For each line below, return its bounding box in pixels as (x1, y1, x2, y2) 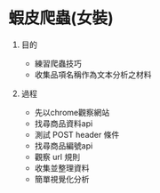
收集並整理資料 (34, 162, 90, 173)
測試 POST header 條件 (34, 129, 120, 140)
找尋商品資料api (34, 117, 93, 129)
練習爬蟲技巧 (34, 58, 82, 68)
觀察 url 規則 (34, 151, 81, 162)
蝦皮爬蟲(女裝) (8, 8, 115, 28)
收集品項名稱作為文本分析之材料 (34, 68, 152, 80)
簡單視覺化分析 (34, 173, 90, 184)
